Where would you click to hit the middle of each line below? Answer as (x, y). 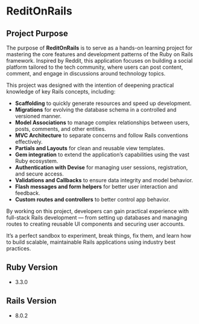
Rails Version (31, 301)
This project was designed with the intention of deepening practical (90, 85)
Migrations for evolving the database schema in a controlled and (96, 110)
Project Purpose (37, 33)
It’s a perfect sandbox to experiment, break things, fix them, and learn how (99, 236)
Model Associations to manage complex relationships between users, (102, 122)
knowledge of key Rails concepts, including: (61, 91)
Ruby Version (32, 268)
